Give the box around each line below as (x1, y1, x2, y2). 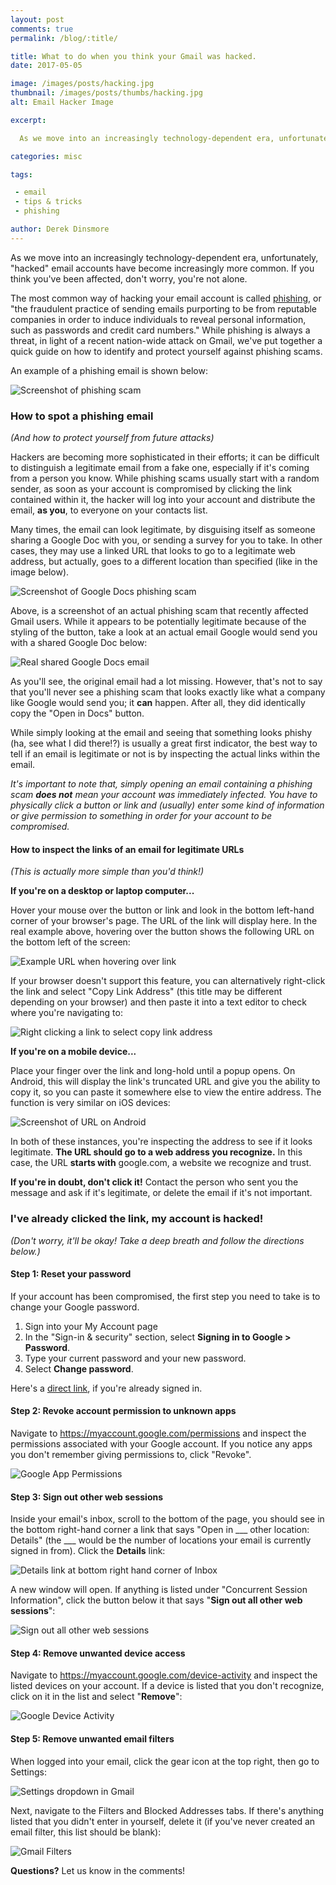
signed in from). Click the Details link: (10, 1545, 166, 1557)
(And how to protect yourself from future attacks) (10, 432, 215, 444)
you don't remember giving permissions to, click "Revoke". (10, 1448, 252, 1460)
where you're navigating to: (10, 1007, 123, 1019)
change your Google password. (10, 1301, 140, 1313)
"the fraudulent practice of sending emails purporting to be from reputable (10, 302, 318, 315)
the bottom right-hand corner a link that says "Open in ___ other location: (10, 1524, 310, 1536)
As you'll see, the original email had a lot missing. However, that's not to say (10, 676, 323, 688)
